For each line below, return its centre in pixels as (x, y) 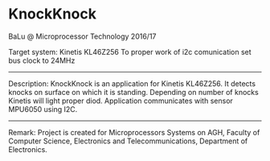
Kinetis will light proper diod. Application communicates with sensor (121, 101)
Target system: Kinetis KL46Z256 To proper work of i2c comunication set (130, 52)
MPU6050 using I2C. (43, 109)
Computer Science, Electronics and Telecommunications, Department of (128, 141)
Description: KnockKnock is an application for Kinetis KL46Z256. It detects (132, 83)
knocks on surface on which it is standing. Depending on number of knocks (133, 92)
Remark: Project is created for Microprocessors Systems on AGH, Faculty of (134, 132)
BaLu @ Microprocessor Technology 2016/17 (82, 36)
